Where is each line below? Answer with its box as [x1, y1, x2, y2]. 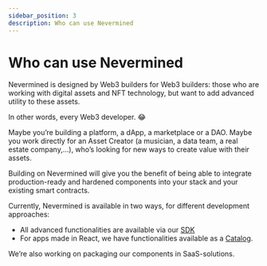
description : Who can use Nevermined [8, 19, 134, 27]
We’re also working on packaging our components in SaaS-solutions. [8, 249, 235, 259]
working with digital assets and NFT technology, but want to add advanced [8, 89, 254, 98]
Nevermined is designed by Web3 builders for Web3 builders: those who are [8, 80, 260, 89]
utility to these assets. [8, 97, 80, 106]
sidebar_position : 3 [8, 11, 77, 20]
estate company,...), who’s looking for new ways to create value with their [8, 145, 249, 154]
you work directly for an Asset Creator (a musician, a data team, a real [8, 137, 238, 146]
